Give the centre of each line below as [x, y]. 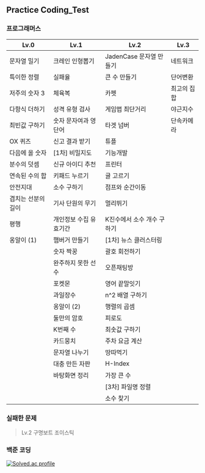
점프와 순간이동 [125, 187]
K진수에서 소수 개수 [131, 219]
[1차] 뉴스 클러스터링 [134, 240]
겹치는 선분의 [27, 198]
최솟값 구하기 [123, 329]
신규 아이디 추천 [75, 164]
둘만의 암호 [68, 318]
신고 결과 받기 [72, 141]
